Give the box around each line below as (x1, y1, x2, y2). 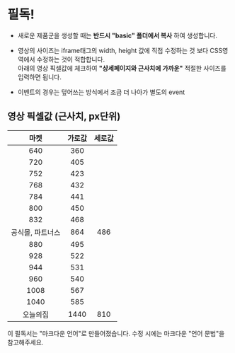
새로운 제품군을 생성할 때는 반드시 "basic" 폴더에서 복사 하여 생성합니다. (17, 31, 218, 40)
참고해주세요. (7, 337, 44, 347)
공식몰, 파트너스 (11, 227, 61, 237)
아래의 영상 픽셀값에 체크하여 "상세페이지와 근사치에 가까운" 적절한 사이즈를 (17, 64, 227, 72)
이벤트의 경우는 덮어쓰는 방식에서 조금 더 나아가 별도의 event (17, 88, 185, 96)
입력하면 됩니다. (17, 72, 62, 81)
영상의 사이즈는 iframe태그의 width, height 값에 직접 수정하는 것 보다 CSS (17, 46, 223, 54)
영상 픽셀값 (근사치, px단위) (7, 110, 121, 122)
